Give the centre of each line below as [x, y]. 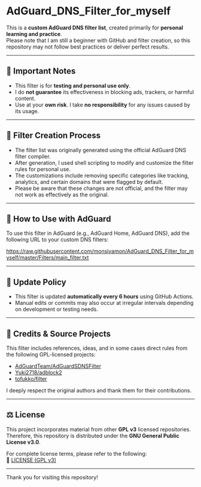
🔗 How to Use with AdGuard [59, 219]
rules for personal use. [42, 169]
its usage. [27, 111]
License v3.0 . [23, 442]
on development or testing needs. [57, 309]
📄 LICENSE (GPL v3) [31, 460]
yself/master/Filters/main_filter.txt [48, 258]
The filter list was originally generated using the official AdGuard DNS [100, 150]
